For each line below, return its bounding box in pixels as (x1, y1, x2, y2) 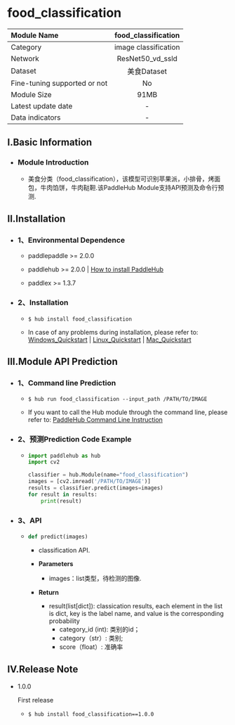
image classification (114, 42, 180, 52)
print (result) (41, 497, 82, 504)
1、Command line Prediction (17, 378, 116, 387)
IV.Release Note (7, 663, 79, 676)
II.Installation (7, 213, 66, 225)
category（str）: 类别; (59, 634, 123, 642)
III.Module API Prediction (7, 356, 118, 367)
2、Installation (17, 297, 69, 307)
